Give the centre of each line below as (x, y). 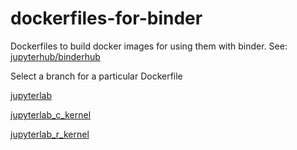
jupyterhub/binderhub (55, 56)
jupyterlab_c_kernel (51, 114)
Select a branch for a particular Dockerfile (96, 76)
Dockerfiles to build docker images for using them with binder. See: (149, 46)
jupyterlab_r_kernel (50, 134)
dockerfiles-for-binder (106, 18)
